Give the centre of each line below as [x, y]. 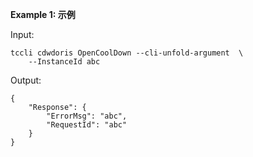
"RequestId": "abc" [87, 125]
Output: [26, 80]
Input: [22, 34]
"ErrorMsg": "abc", [87, 116]
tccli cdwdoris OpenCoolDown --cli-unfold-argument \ [127, 53]
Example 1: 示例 [43, 14]
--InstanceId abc [64, 62]
